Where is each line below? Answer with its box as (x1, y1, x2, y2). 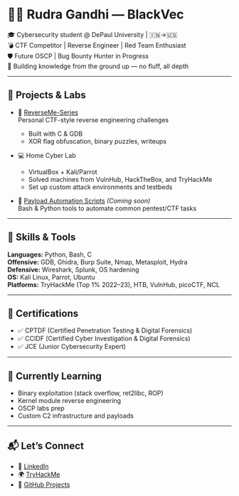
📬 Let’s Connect (7, 440, 84, 452)
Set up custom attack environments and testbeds (28, 183, 173, 191)
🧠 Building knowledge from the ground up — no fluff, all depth (7, 62, 189, 70)
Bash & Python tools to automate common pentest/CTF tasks (17, 204, 197, 212)
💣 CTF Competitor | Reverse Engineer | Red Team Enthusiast (7, 41, 186, 49)
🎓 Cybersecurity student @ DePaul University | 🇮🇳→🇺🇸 (7, 30, 178, 38)
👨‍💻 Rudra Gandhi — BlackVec (7, 6, 184, 23)
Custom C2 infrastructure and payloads (17, 411, 134, 420)
